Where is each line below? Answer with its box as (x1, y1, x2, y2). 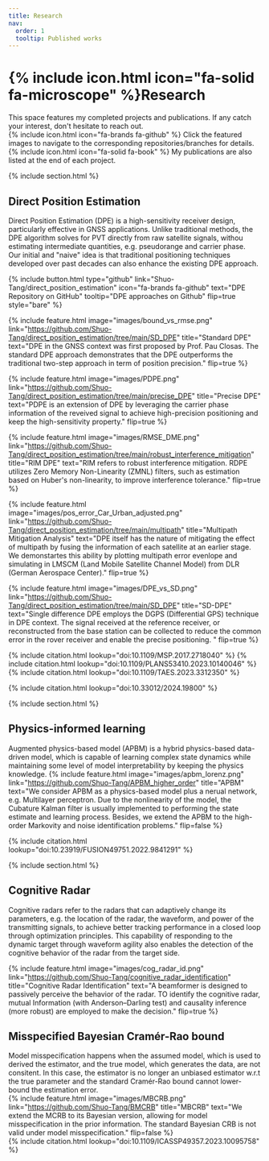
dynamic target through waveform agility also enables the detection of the (8, 939, 254, 949)
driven (8, 752, 30, 761)
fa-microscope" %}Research (8, 86, 206, 105)
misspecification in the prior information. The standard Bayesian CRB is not (8, 1119, 257, 1129)
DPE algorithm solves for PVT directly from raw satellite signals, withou (8, 233, 243, 243)
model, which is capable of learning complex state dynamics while (31, 752, 251, 761)
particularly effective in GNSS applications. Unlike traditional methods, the (8, 225, 254, 234)
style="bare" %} (8, 300, 63, 309)
